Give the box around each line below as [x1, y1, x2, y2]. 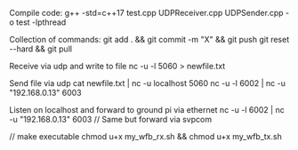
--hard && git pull [9, 43, 73, 54]
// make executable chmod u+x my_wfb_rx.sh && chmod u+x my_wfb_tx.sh [9, 131, 282, 141]
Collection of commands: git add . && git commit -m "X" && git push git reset [9, 35, 290, 44]
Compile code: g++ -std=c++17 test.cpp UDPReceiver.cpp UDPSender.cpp [9, 8, 284, 18]
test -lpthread [16, 17, 67, 28]
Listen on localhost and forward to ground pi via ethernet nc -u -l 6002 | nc [9, 105, 285, 114]
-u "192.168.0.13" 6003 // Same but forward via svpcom [9, 114, 212, 124]
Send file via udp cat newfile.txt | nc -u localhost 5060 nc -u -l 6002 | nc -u [9, 78, 286, 88]
